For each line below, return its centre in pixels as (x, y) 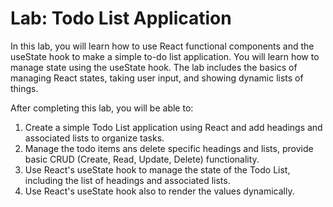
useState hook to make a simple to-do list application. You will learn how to (165, 56)
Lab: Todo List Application (121, 18)
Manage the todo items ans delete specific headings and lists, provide (169, 148)
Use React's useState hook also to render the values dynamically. (159, 191)
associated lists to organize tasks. (94, 138)
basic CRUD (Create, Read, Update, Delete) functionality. (142, 159)
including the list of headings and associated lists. (127, 180)
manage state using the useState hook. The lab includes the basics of (154, 67)
